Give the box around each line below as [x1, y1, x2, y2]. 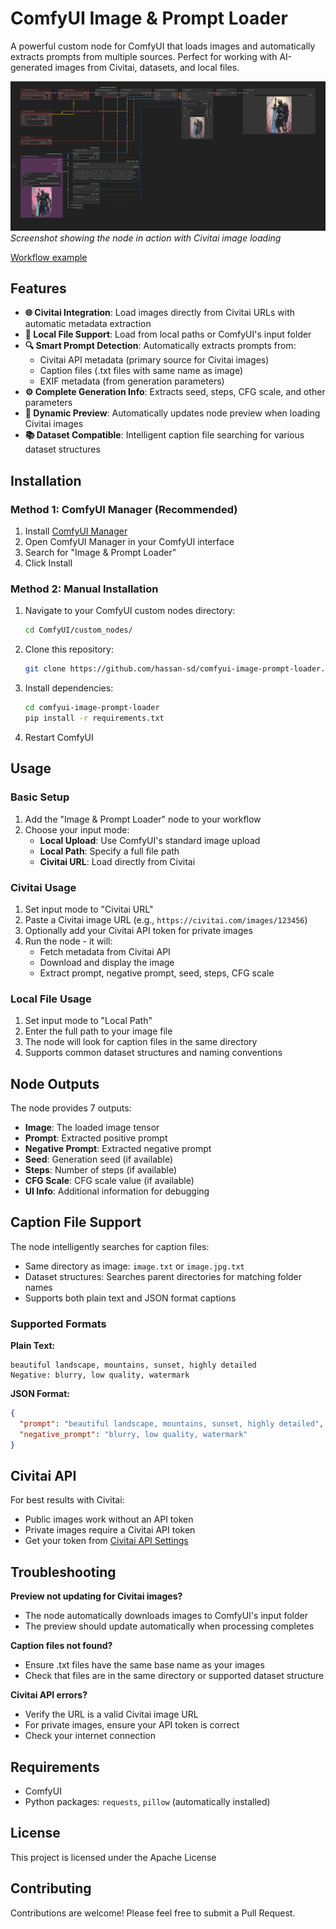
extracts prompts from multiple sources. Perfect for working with [10, 50, 278, 62]
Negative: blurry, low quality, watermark [10, 1370, 190, 1381]
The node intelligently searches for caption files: [10, 1240, 210, 1252]
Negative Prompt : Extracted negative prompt [24, 1143, 212, 1155]
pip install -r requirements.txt [24, 713, 165, 724]
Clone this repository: [24, 643, 114, 656]
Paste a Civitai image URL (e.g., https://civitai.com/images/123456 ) [24, 913, 308, 926]
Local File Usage [10, 992, 92, 1006]
